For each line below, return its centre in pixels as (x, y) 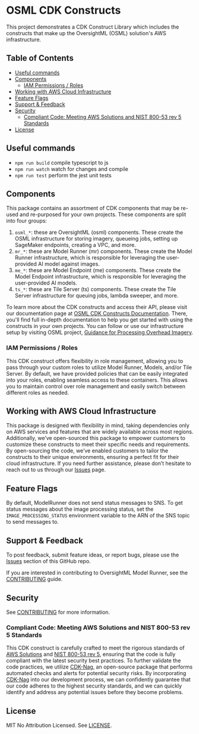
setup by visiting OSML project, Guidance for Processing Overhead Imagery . (100, 332)
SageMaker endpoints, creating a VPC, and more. (75, 245)
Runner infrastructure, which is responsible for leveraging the (90, 258)
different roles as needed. (38, 392)
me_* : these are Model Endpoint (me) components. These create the (98, 270)
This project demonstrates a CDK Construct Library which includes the (93, 27)
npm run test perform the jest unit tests (63, 175)
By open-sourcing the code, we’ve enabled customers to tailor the (87, 451)
